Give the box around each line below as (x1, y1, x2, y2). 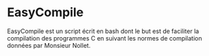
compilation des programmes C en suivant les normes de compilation (7, 34, 203, 42)
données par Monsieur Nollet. (7, 41, 91, 49)
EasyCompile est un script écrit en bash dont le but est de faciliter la (7, 27, 199, 35)
